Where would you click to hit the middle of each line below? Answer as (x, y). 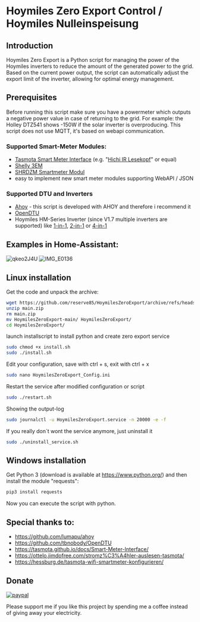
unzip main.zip (25, 308)
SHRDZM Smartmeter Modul (50, 172)
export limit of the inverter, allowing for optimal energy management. (90, 79)
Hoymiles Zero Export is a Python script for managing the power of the (93, 60)
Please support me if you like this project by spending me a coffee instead (97, 607)
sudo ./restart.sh (29, 397)
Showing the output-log (35, 409)
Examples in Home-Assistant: (62, 245)
